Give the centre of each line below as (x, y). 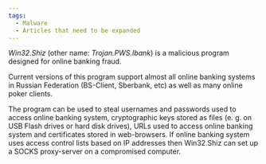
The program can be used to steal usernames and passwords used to (122, 109)
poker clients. (31, 94)
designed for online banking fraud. (65, 61)
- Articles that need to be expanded (78, 30)
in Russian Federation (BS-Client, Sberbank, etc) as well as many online (125, 85)
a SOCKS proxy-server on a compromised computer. (95, 151)
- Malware (31, 23)
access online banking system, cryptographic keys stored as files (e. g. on (130, 118)
